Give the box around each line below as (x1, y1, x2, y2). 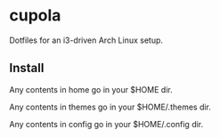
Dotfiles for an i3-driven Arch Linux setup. (9, 35, 163, 45)
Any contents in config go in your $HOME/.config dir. (9, 118, 204, 129)
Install (9, 61, 45, 76)
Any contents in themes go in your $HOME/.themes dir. (9, 101, 212, 112)
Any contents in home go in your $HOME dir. (9, 84, 173, 94)
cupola (9, 5, 61, 26)
